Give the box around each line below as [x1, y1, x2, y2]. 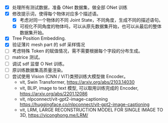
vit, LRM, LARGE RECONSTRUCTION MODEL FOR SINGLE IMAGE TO [19, 106, 163, 112]
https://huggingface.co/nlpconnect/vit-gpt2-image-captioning [19, 101, 150, 107]
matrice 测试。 [12, 54, 43, 60]
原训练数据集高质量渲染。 [12, 67, 66, 73]
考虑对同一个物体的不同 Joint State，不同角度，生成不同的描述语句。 [19, 17, 163, 23]
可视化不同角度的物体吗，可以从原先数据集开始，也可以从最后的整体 [19, 23, 162, 29]
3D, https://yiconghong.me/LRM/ [19, 112, 89, 118]
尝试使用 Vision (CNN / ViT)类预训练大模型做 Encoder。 [12, 73, 129, 79]
